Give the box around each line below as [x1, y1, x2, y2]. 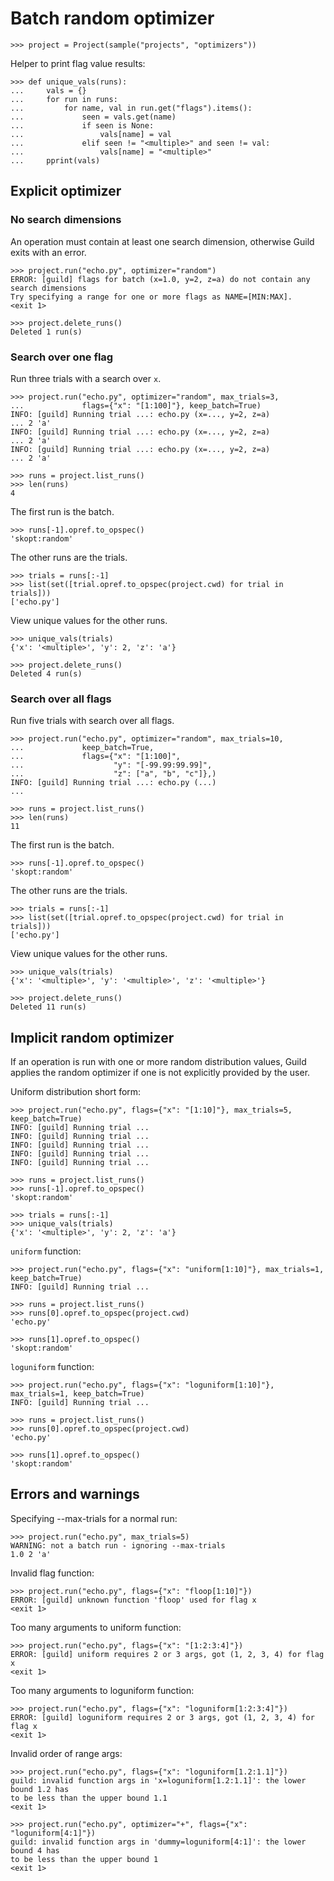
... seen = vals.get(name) [10, 112, 177, 122]
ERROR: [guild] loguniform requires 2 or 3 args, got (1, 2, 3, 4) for [10, 1712, 315, 1722]
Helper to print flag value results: [10, 57, 146, 69]
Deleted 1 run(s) [10, 327, 83, 337]
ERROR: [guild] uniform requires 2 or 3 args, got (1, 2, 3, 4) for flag [10, 1649, 325, 1659]
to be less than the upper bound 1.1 [10, 1793, 168, 1803]
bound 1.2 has [10, 1784, 70, 1794]
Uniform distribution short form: [10, 1086, 142, 1098]
